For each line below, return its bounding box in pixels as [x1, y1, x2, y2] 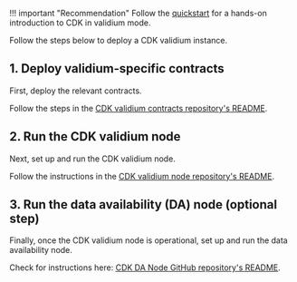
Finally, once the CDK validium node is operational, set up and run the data [9, 235, 288, 246]
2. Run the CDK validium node [9, 129, 181, 144]
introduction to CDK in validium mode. [9, 17, 151, 28]
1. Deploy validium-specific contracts [9, 61, 225, 76]
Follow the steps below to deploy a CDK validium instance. [9, 35, 228, 45]
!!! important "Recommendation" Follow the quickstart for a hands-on [9, 8, 267, 18]
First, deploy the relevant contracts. [9, 85, 142, 96]
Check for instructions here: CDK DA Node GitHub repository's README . [9, 262, 281, 273]
